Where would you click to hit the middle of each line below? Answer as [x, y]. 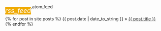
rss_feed [18, 10]
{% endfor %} [19, 24]
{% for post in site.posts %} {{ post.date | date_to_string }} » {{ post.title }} [80, 19]
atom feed [42, 7]
